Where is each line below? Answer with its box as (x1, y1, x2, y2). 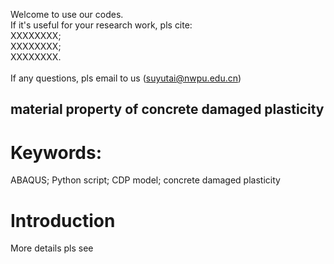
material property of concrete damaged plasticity (10, 101, 325, 118)
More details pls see (10, 242, 94, 254)
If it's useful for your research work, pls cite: (10, 19, 193, 31)
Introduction (10, 209, 116, 232)
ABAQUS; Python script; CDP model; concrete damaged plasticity (10, 174, 281, 186)
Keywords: (10, 141, 103, 164)
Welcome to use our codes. (10, 9, 124, 20)
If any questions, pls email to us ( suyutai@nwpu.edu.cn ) (10, 72, 242, 84)
